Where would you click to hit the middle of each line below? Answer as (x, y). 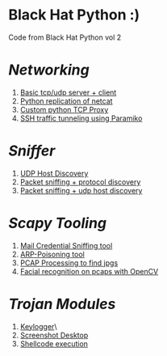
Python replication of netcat (66, 101)
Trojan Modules (62, 304)
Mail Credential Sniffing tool (66, 245)
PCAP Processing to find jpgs (69, 263)
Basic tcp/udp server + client (68, 92)
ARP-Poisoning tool (52, 254)
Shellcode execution (54, 343)
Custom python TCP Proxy (64, 109)
